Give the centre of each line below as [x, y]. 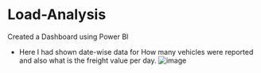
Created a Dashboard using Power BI [68, 36]
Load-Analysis [57, 15]
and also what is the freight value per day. [88, 60]
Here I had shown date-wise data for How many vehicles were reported [136, 52]
